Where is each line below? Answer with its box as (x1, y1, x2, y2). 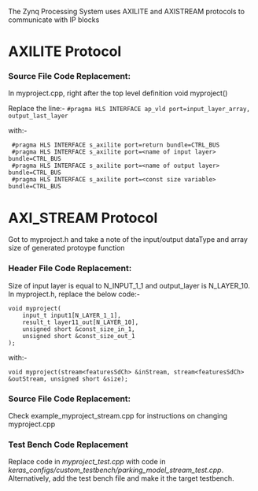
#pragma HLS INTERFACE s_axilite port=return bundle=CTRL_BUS (11, 141, 220, 149)
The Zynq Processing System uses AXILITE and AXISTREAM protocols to (8, 7, 245, 16)
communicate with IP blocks (8, 15, 100, 24)
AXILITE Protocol (8, 43, 122, 61)
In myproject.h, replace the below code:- (8, 289, 140, 299)
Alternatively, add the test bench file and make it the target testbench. (8, 474, 234, 483)
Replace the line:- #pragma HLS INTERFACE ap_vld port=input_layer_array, (8, 104, 250, 113)
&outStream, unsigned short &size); (8, 374, 128, 383)
